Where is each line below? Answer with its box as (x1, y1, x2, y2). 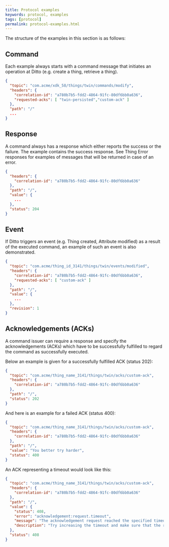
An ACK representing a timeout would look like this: (5, 466, 112, 472)
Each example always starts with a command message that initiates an (5, 64, 151, 70)
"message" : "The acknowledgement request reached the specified (14, 518, 152, 523)
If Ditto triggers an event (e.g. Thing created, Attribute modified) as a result (5, 238, 160, 245)
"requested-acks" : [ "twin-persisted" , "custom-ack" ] (14, 97, 129, 102)
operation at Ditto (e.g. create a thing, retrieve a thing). (5, 69, 118, 75)
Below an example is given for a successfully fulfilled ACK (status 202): (5, 358, 153, 364)
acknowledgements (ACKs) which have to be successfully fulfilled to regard (5, 343, 162, 349)
